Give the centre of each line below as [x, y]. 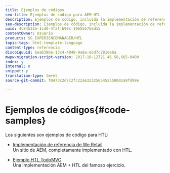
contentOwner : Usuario [29, 33]
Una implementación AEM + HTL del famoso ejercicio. [69, 165]
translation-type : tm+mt [31, 76]
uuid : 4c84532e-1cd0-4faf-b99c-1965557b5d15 [53, 29]
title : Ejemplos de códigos [35, 10]
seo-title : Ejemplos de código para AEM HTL [53, 15]
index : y [14, 62]
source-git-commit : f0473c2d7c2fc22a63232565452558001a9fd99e [72, 80]
